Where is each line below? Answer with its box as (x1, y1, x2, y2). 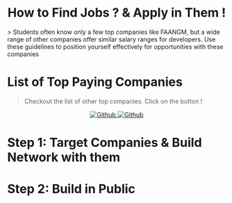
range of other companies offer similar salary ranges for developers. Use (7, 35, 216, 43)
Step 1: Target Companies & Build (7, 135, 203, 150)
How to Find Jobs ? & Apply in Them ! (7, 5, 226, 21)
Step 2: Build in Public (7, 182, 135, 197)
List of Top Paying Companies (7, 74, 183, 90)
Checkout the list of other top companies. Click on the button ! (24, 97, 203, 105)
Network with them (7, 150, 120, 166)
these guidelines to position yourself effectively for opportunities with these (7, 42, 224, 51)
